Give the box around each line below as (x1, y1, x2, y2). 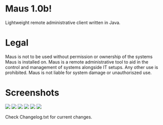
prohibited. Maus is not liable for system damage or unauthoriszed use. (5, 69, 152, 75)
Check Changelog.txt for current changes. (5, 113, 92, 120)
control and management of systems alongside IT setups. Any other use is (5, 64, 158, 70)
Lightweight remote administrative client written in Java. (5, 19, 121, 25)
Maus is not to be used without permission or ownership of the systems (5, 53, 153, 59)
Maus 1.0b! (5, 3, 52, 14)
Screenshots (5, 87, 59, 98)
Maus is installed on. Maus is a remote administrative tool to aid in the (5, 58, 148, 65)
